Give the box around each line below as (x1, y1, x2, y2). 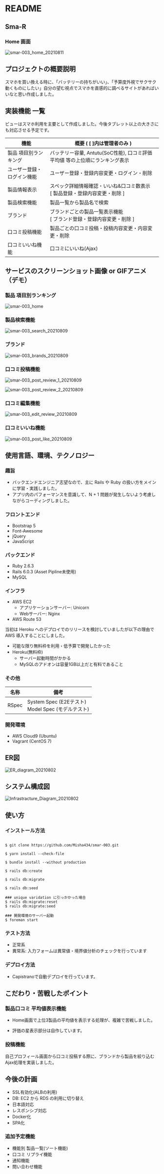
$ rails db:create (5, 868, 42, 873)
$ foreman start (5, 918, 38, 922)
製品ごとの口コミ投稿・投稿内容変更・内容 (49, 225, 148, 231)
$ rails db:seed (5, 886, 38, 891)
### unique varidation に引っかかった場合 (5, 895, 86, 900)
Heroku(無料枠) (12, 649, 43, 655)
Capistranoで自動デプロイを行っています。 (12, 973, 98, 979)
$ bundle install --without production (5, 860, 86, 865)
